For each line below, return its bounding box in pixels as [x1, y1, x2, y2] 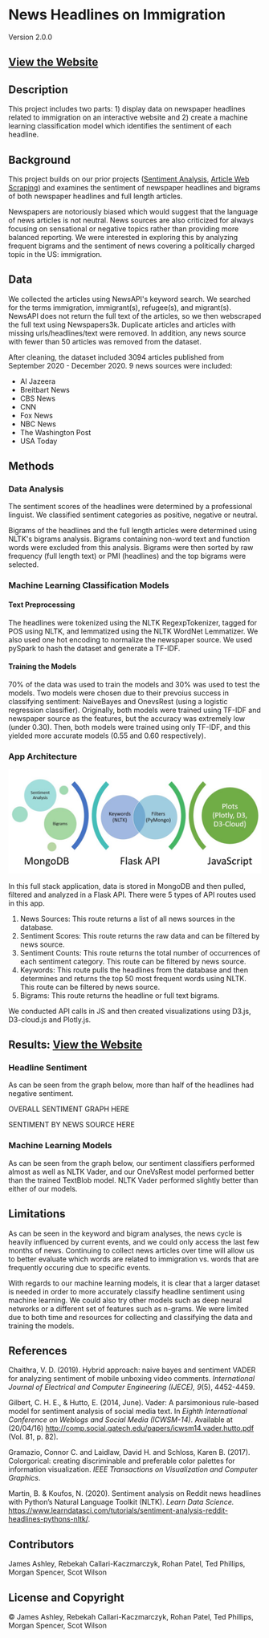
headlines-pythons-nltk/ [8, 1514, 88, 1524]
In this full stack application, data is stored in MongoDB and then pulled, [8, 881, 247, 890]
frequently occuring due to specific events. [8, 1262, 151, 1272]
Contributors [8, 1538, 75, 1551]
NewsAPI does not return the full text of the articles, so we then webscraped [8, 311, 262, 320]
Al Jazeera [19, 376, 56, 386]
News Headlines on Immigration [8, 6, 226, 24]
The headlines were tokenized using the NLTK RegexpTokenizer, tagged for [8, 617, 257, 627]
